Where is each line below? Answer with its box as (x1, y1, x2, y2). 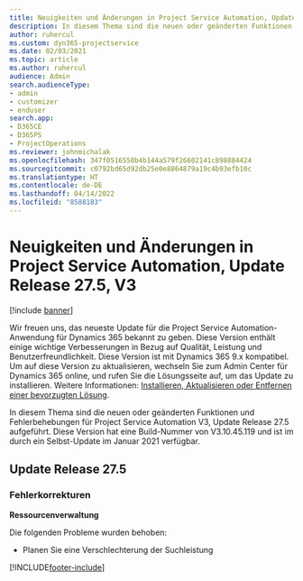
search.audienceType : (9, 80, 91, 89)
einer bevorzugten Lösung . (9, 389, 110, 400)
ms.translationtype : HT (9, 172, 99, 181)
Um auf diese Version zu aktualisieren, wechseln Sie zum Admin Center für (9, 360, 289, 371)
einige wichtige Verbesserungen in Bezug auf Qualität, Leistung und (9, 341, 262, 352)
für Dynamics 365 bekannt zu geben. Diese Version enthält (56, 331, 276, 343)
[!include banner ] (9, 304, 74, 316)
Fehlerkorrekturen (9, 489, 91, 502)
